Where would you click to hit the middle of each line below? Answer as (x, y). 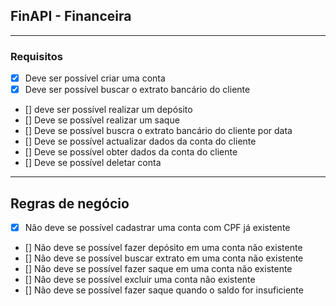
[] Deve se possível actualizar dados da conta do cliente (140, 141)
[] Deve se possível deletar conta (93, 163)
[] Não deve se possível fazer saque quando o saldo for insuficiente (164, 290)
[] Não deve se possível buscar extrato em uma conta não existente (164, 258)
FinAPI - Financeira (71, 16)
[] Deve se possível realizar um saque (102, 120)
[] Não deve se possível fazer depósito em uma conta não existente (163, 248)
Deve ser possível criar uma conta (95, 78)
